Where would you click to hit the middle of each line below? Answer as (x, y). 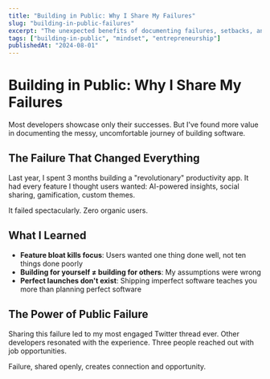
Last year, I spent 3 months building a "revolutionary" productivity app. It (129, 177)
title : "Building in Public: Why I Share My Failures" (102, 16)
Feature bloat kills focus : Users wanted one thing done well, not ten (133, 255)
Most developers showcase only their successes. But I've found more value (133, 124)
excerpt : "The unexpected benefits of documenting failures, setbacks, (131, 31)
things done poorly (51, 263)
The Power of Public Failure (78, 314)
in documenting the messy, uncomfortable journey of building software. (127, 133)
